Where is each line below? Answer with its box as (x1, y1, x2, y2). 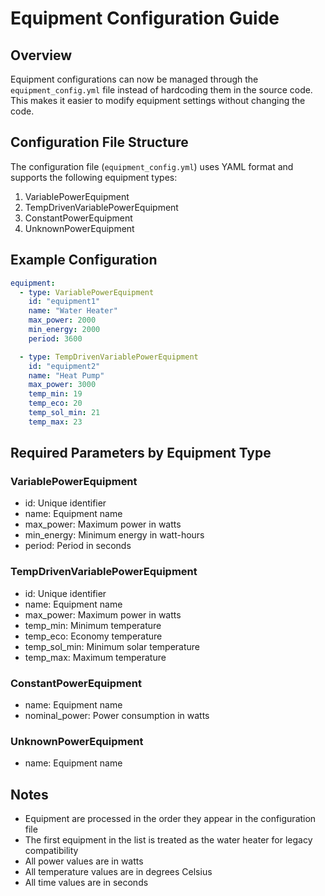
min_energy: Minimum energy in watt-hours (24, 529, 205, 541)
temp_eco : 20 (28, 398, 83, 409)
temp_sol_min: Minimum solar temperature (24, 640, 201, 652)
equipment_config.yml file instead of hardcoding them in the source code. (10, 84, 313, 96)
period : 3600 (28, 333, 83, 344)
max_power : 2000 (28, 315, 97, 326)
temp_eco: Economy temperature (24, 630, 163, 642)
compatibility (24, 845, 79, 857)
